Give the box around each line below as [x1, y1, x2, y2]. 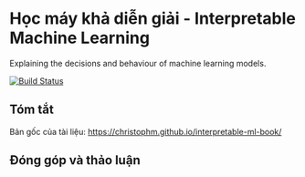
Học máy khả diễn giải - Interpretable [9, 8, 297, 29]
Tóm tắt [9, 102, 55, 118]
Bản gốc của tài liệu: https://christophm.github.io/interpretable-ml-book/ [9, 126, 282, 137]
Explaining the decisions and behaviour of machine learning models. [9, 57, 267, 68]
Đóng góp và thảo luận [9, 152, 141, 168]
